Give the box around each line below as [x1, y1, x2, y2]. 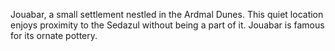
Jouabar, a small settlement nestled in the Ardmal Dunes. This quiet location [10, 9, 324, 20]
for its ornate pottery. [10, 30, 98, 41]
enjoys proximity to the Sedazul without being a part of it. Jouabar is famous [10, 19, 325, 31]
